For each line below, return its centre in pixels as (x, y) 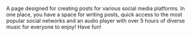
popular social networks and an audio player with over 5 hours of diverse (96, 21)
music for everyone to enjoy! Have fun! (54, 27)
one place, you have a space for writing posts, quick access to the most (94, 15)
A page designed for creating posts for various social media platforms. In (96, 8)
